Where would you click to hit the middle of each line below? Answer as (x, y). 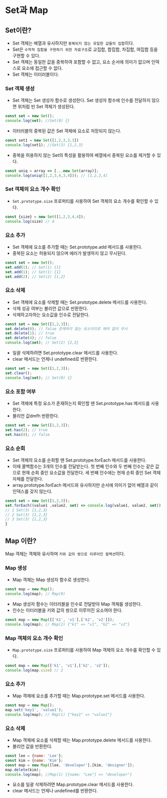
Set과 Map (27, 10)
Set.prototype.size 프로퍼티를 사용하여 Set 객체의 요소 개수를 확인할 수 (83, 201)
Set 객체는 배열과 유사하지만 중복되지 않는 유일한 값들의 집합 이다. (73, 43)
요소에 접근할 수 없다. (42, 68)
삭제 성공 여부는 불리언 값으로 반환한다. (50, 308)
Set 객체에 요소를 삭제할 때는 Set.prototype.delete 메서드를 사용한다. (80, 302)
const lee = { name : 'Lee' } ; (34, 756)
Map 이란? (21, 541)
